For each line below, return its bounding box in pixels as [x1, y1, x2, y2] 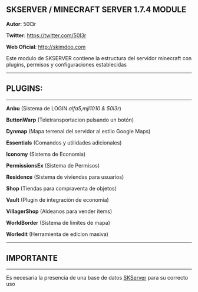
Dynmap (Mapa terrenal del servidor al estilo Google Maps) [6, 127, 151, 134]
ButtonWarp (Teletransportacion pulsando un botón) [6, 116, 134, 123]
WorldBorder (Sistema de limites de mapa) [6, 219, 111, 226]
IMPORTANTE [6, 253, 58, 263]
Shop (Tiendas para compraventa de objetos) [6, 185, 117, 192]
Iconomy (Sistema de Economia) [6, 150, 86, 158]
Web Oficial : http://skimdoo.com [6, 43, 86, 50]
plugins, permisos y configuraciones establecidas [6, 61, 127, 68]
